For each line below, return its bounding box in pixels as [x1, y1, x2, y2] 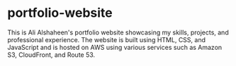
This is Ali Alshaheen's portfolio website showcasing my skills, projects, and [7, 28, 229, 37]
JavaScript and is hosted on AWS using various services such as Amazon [7, 43, 223, 51]
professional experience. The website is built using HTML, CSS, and [7, 35, 206, 44]
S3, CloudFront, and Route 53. [7, 51, 96, 59]
